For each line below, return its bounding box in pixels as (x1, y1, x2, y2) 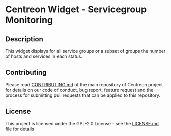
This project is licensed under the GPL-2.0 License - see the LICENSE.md (5, 120, 159, 126)
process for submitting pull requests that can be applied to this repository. (5, 92, 160, 98)
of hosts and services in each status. (5, 53, 82, 59)
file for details (5, 126, 34, 132)
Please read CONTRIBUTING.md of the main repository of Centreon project (5, 81, 163, 87)
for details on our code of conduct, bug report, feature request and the (5, 87, 154, 93)
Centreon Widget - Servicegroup (5, 4, 147, 15)
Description (5, 35, 43, 43)
